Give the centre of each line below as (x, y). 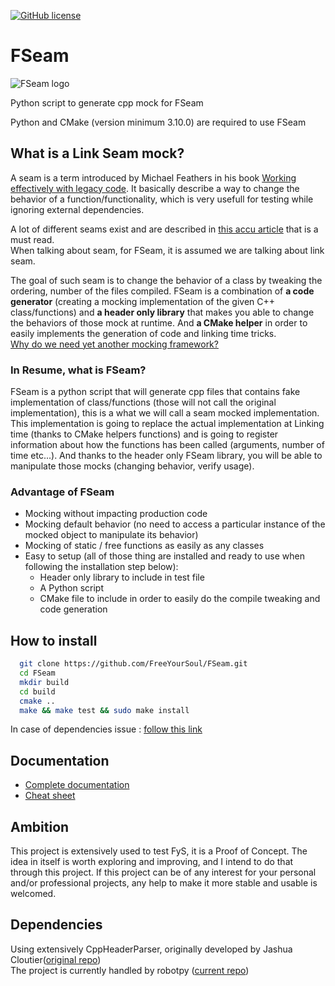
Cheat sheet (50, 796)
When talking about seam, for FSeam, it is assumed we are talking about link (167, 250)
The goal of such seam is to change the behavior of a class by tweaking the (166, 280)
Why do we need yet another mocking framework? (114, 344)
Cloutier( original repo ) (56, 959)
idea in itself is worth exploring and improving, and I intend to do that (152, 862)
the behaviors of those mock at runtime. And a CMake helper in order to (159, 322)
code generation (73, 609)
